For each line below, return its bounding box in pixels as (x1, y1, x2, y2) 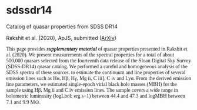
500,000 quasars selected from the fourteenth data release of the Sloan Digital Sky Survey (6, 57, 192, 64)
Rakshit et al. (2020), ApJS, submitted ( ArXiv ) (6, 34, 116, 41)
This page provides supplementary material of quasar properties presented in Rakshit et (6, 45, 188, 52)
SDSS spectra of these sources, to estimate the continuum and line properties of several (6, 69, 186, 75)
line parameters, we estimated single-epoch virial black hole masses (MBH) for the (6, 81, 178, 87)
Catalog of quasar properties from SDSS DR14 (6, 23, 118, 30)
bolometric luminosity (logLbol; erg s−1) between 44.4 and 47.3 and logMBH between (6, 92, 186, 99)
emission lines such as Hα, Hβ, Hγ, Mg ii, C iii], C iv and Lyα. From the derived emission (6, 75, 192, 81)
